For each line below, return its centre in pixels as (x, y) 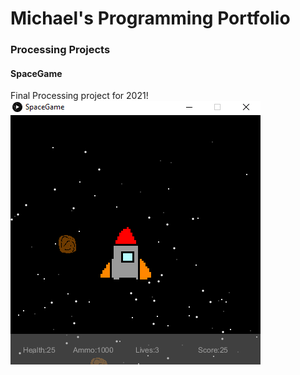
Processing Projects (60, 50)
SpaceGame (36, 73)
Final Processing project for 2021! (79, 96)
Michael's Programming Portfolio (150, 18)
